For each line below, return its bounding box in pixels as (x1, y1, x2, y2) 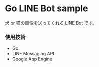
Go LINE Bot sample (5, 3, 88, 14)
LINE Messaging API (12, 51, 54, 57)
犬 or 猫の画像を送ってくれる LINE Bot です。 (5, 20, 97, 26)
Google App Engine (12, 56, 52, 62)
